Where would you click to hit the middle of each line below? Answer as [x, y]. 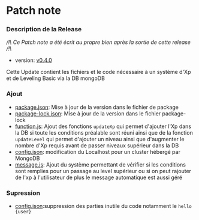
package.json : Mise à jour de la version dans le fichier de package [97, 107]
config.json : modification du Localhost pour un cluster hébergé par [98, 151]
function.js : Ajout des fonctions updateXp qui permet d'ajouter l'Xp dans [103, 126]
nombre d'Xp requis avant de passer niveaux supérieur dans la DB [97, 145]
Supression [23, 193]
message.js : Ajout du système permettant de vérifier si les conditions [100, 164]
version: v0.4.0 [33, 60]
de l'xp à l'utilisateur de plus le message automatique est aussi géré [99, 177]
